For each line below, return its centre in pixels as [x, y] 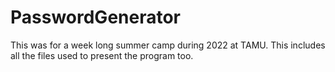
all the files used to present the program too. [102, 55]
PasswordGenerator [96, 17]
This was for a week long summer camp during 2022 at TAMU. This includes [168, 45]
